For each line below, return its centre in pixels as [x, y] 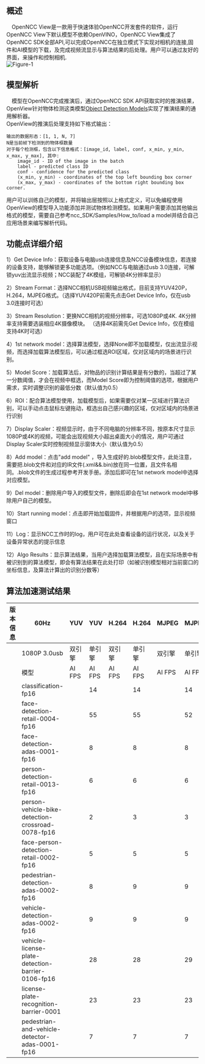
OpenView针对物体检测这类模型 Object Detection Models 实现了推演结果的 [99, 108]
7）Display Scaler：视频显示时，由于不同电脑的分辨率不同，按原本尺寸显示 [101, 429]
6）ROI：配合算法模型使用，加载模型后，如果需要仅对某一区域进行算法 [95, 401]
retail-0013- [41, 785]
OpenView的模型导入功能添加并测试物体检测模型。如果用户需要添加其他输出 [102, 207]
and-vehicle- [41, 1029]
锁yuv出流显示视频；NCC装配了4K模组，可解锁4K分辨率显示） [85, 275]
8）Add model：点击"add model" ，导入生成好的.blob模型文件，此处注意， [101, 457]
